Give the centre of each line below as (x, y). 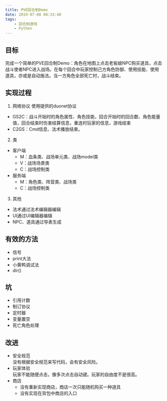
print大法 (22, 258)
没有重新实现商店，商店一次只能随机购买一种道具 (70, 387)
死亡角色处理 (25, 325)
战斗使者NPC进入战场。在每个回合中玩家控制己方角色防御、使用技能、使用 (82, 69)
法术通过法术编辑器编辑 (36, 209)
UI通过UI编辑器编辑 (32, 216)
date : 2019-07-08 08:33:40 (33, 15)
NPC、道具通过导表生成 (37, 222)
